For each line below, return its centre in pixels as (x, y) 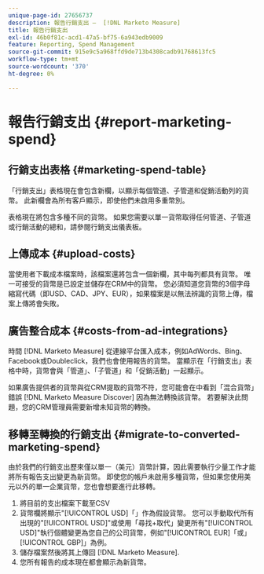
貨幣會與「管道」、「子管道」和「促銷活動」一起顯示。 (121, 371)
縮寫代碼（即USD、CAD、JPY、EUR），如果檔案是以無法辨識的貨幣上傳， (127, 294)
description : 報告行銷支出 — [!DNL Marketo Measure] (94, 23)
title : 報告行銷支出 (38, 30)
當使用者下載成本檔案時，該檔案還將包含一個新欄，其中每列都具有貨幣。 (125, 274)
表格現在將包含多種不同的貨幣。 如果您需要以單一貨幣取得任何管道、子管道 (130, 217)
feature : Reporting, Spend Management (71, 45)
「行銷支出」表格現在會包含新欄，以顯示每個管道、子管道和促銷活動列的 (125, 190)
